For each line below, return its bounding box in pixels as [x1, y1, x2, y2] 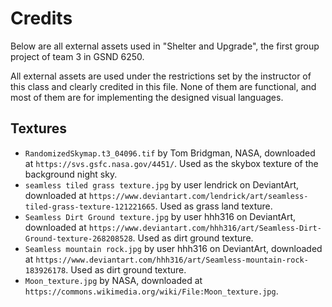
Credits [10, 7, 73, 30]
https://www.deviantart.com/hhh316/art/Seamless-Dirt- [88, 223, 322, 233]
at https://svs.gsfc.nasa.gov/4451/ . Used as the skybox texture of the [24, 157, 319, 169]
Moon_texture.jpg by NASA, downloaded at [24, 274, 203, 286]
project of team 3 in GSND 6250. [10, 50, 145, 62]
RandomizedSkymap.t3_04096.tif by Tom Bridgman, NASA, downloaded [24, 147, 316, 159]
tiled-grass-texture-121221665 [24, 202, 156, 212]
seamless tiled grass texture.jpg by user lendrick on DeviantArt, [24, 178, 300, 191]
